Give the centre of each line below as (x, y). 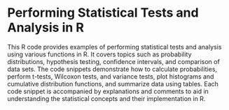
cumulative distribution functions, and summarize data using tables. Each (113, 84)
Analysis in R (46, 28)
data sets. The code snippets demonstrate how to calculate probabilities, (112, 69)
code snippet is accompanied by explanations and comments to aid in (108, 91)
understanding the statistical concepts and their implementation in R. (106, 98)
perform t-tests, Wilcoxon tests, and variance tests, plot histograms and (111, 76)
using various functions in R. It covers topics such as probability (99, 54)
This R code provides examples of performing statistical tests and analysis (114, 47)
